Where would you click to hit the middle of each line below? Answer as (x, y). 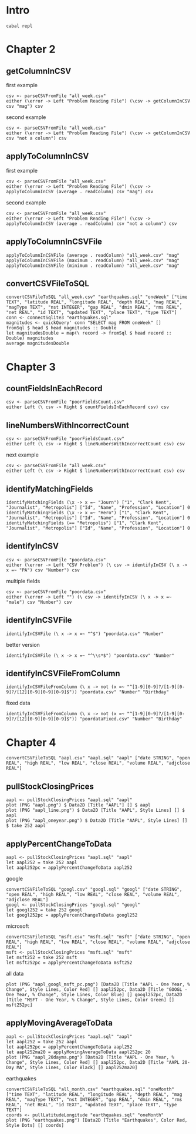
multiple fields (23, 581)
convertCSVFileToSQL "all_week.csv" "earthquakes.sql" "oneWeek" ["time (97, 297)
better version (23, 644)
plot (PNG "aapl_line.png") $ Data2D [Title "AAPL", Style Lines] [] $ (95, 811)
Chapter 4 (31, 742)
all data (15, 973)
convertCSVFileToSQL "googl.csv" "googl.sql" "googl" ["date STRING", (94, 890)
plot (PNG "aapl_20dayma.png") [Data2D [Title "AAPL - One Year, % (90, 1057)
